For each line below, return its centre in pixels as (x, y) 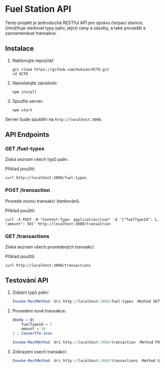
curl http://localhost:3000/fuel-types (46, 178)
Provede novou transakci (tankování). (43, 201)
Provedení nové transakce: (39, 310)
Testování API (27, 281)
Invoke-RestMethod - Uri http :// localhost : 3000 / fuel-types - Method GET (86, 301)
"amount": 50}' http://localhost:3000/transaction (58, 224)
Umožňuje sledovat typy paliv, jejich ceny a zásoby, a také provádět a (75, 28)
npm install (24, 92)
